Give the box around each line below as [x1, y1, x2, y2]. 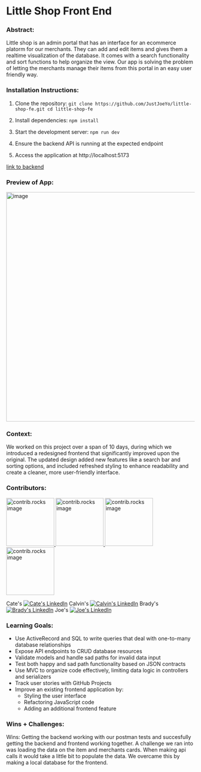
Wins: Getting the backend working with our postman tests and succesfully [6, 734, 191, 741]
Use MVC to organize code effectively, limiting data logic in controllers [14, 666, 188, 674]
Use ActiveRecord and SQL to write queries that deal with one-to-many [14, 635, 191, 642]
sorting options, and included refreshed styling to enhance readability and [6, 462, 189, 470]
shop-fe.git [14, 106, 45, 112]
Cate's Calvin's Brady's [6, 600, 159, 607]
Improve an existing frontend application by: [14, 686, 124, 693]
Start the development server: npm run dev [14, 128, 120, 136]
